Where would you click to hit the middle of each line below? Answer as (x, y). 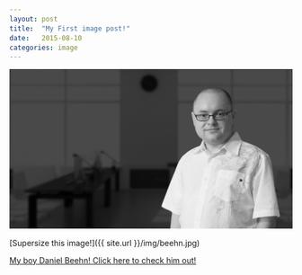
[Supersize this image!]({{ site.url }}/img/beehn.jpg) (105, 243)
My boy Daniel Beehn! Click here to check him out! (103, 260)
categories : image (44, 48)
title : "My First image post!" (70, 28)
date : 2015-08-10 (46, 38)
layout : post (34, 19)
